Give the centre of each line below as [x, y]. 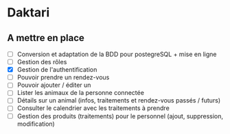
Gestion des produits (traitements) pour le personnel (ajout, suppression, [120, 116]
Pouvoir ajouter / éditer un [54, 85]
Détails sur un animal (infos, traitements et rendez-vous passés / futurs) [119, 100]
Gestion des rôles [42, 62]
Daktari [28, 13]
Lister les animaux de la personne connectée [80, 93]
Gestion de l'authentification [57, 70]
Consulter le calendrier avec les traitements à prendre [93, 108]
